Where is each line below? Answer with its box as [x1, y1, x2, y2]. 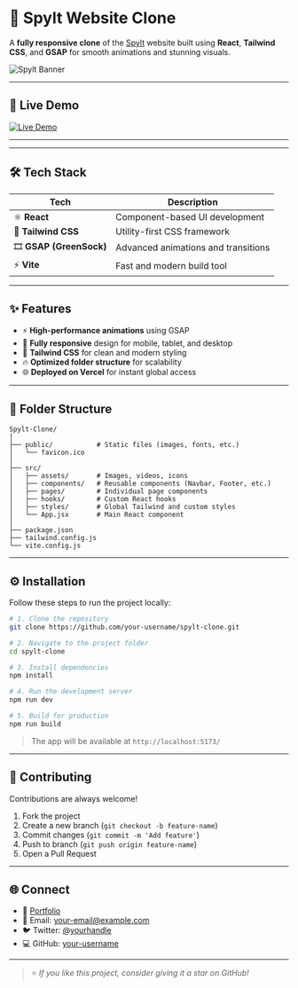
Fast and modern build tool [114, 260, 228, 272]
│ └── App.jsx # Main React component [9, 510, 184, 520]
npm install [9, 671, 53, 680]
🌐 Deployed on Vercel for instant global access [21, 367, 197, 378]
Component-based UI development [114, 210, 264, 223]
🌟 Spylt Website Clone [9, 8, 176, 28]
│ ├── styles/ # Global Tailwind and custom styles [9, 503, 237, 512]
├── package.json [9, 526, 74, 535]
